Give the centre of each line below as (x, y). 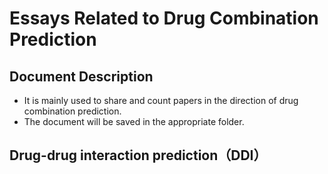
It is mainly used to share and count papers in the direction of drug (161, 100)
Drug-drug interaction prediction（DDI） (138, 155)
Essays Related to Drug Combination (164, 18)
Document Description (81, 76)
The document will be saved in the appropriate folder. (134, 121)
